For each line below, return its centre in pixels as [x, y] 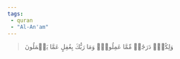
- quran [22, 20]
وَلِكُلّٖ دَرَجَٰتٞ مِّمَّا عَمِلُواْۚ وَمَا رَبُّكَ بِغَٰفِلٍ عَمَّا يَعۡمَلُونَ [99, 47]
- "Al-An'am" [30, 27]
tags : [15, 14]
